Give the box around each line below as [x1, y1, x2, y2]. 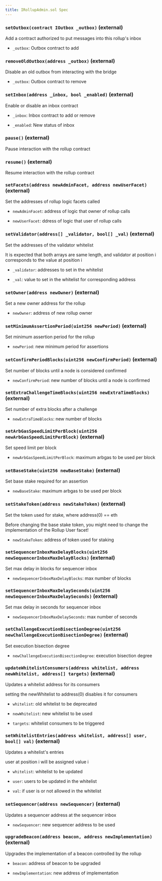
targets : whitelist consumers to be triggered [12, 720, 104, 726]
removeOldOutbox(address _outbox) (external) [5, 57, 115, 64]
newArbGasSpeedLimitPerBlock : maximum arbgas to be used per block [12, 455, 155, 461]
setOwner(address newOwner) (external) [5, 289, 99, 296]
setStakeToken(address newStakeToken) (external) [5, 501, 126, 508]
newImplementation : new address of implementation [12, 870, 119, 876]
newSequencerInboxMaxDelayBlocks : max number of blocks [12, 575, 131, 581]
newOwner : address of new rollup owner [12, 310, 93, 316]
